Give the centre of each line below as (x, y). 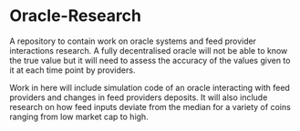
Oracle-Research (75, 16)
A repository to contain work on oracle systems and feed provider (133, 41)
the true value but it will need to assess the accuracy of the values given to (150, 60)
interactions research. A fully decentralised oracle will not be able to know (149, 50)
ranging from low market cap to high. (79, 116)
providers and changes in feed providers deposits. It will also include (139, 97)
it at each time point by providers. (72, 70)
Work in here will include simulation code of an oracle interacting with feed (150, 87)
